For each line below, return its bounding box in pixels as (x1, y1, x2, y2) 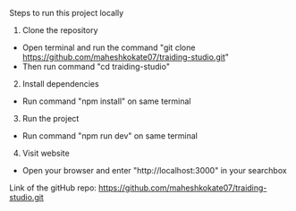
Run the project (21, 114, 80, 123)
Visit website (21, 148, 70, 158)
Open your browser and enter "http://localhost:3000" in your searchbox (21, 165, 288, 175)
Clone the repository (21, 25, 98, 35)
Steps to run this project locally (9, 8, 124, 18)
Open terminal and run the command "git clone (21, 42, 196, 53)
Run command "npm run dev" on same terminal (21, 131, 199, 141)
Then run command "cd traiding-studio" (21, 62, 170, 72)
